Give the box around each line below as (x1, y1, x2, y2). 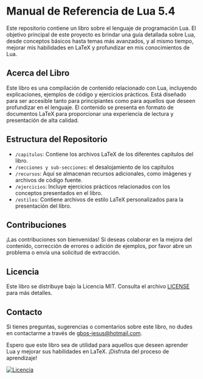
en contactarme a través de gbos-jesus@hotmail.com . (6, 330, 143, 336)
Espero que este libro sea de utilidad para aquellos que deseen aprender (6, 341, 188, 349)
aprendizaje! (6, 355, 38, 361)
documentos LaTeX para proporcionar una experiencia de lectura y (6, 110, 174, 117)
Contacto (6, 306, 43, 317)
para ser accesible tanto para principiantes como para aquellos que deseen (6, 97, 196, 104)
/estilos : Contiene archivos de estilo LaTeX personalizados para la (15, 196, 184, 203)
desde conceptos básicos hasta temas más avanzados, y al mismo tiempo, (6, 37, 194, 44)
